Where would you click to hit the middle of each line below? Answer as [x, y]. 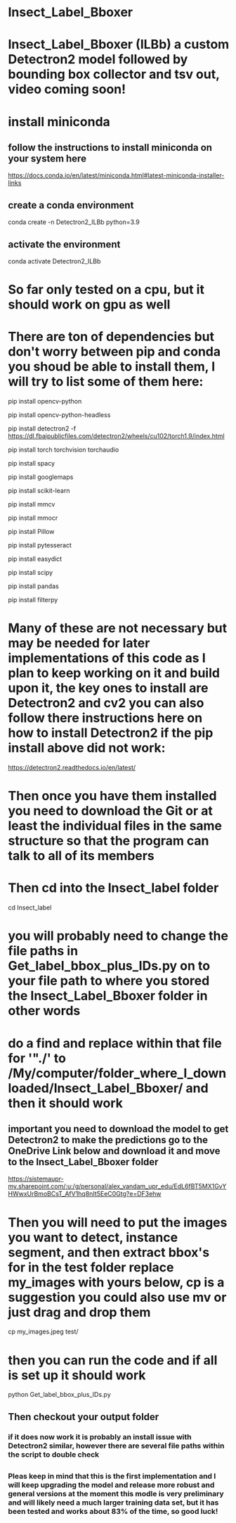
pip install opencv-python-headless [59, 415]
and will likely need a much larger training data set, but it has [113, 1503]
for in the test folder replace [91, 1267]
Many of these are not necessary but [118, 628]
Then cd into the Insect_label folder [113, 888]
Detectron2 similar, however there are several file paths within [116, 1446]
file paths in [43, 951]
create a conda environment [71, 205]
